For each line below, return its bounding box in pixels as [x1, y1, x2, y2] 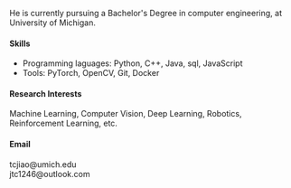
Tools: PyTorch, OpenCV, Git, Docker [22, 68, 160, 79]
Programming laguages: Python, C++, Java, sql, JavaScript [22, 58, 243, 69]
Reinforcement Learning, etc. [9, 117, 117, 129]
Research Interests [9, 88, 82, 99]
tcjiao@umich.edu [9, 158, 77, 170]
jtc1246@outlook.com [9, 168, 90, 179]
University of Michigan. [9, 17, 97, 28]
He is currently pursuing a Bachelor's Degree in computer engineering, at [9, 8, 283, 18]
